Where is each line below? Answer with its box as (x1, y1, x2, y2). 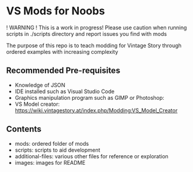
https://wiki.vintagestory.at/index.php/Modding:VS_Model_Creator (14, 106, 178, 114)
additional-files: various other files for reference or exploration (14, 152, 169, 159)
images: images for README (14, 159, 85, 166)
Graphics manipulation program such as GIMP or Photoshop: (14, 94, 164, 101)
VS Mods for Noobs (6, 4, 105, 18)
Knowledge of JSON (14, 81, 66, 88)
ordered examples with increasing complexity (6, 48, 118, 55)
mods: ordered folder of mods (14, 140, 89, 147)
